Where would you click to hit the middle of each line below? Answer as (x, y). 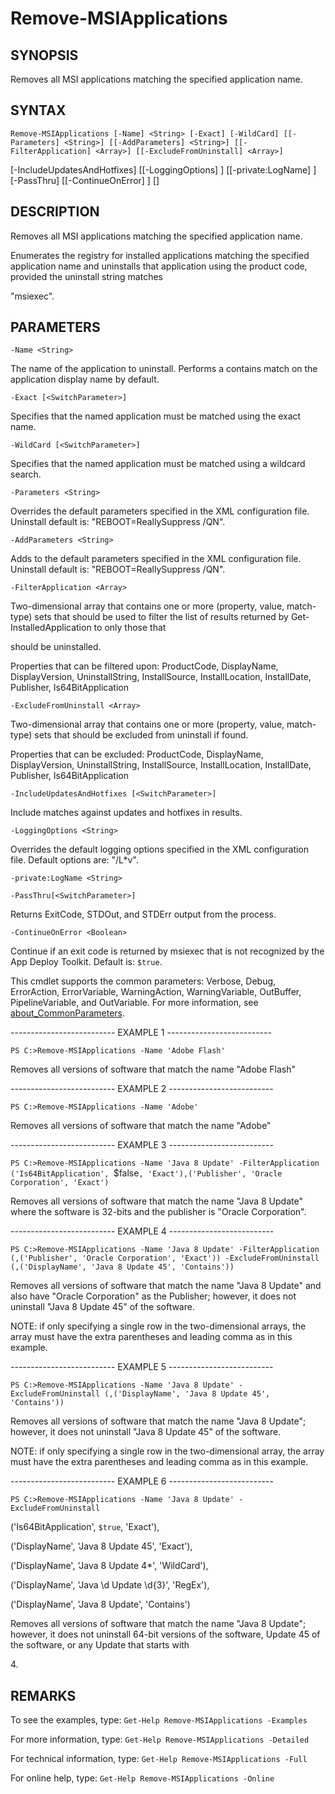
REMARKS (43, 1695)
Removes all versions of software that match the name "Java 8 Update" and (166, 1286)
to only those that (130, 628)
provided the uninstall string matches (86, 276)
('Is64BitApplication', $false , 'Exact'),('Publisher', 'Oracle (146, 1173)
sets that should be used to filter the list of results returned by (161, 617)
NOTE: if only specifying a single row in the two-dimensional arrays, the (158, 1326)
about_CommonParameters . (68, 1013)
